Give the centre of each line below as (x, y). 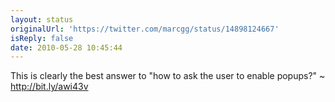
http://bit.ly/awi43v (49, 87)
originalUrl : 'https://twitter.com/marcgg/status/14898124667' (145, 29)
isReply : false (42, 38)
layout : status (42, 19)
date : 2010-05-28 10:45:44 (66, 47)
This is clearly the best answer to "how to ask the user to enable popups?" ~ (168, 76)
